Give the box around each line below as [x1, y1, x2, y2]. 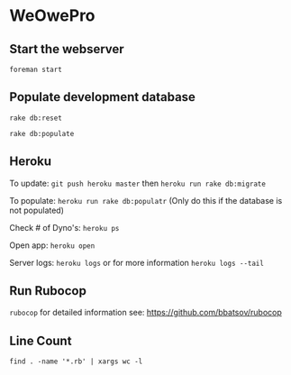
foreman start [9, 65, 63, 74]
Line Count [9, 333, 72, 348]
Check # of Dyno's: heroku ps [9, 222, 120, 233]
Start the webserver [9, 41, 124, 57]
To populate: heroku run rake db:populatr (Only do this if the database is [9, 195, 283, 206]
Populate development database [9, 89, 196, 105]
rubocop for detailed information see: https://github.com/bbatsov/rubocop [9, 307, 282, 318]
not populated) [9, 205, 65, 215]
